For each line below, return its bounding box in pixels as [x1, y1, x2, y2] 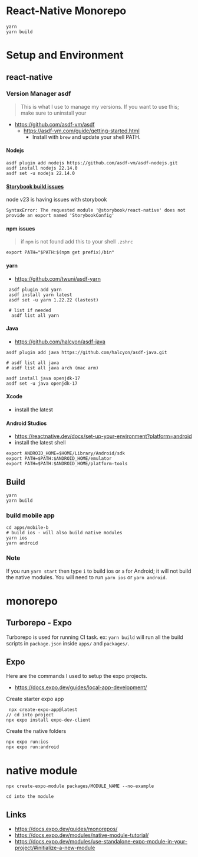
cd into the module [6, 794, 54, 800]
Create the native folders [6, 728, 67, 735]
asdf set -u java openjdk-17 [6, 380, 78, 387]
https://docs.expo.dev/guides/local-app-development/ [14, 684, 147, 691]
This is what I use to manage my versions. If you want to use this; [20, 103, 180, 110]
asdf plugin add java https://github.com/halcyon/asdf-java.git [6, 349, 167, 355]
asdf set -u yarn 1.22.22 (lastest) [8, 297, 99, 303]
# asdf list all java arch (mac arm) [6, 365, 99, 371]
